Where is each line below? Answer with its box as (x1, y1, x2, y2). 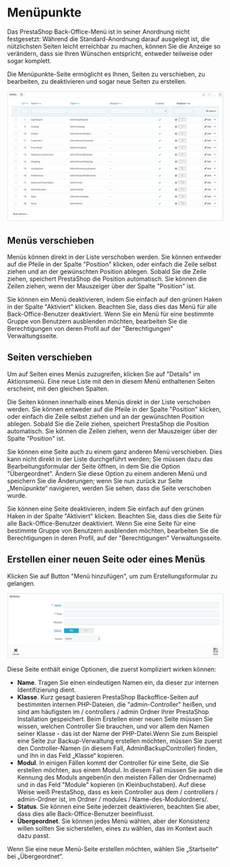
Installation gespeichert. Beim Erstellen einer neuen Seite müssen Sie (16, 715, 214, 723)
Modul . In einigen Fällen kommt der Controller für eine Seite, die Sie (16, 759, 209, 767)
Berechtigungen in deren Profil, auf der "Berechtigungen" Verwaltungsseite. (7, 533, 222, 542)
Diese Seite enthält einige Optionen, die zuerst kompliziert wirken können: (7, 664, 216, 673)
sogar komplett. (7, 56, 51, 65)
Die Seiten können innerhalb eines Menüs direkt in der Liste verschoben (7, 397, 211, 406)
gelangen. (7, 579, 36, 588)
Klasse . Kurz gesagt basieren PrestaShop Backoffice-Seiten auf (16, 693, 199, 701)
